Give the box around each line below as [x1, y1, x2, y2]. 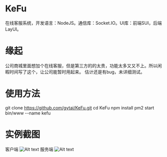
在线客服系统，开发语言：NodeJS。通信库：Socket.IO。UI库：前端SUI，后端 [5, 20, 162, 26]
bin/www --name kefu [5, 110, 51, 116]
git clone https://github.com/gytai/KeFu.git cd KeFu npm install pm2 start [5, 105, 154, 110]
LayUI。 [5, 26, 21, 32]
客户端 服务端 [5, 146, 54, 152]
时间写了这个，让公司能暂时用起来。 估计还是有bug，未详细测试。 [9, 69, 145, 75]
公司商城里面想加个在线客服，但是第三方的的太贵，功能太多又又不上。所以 [5, 62, 158, 68]
